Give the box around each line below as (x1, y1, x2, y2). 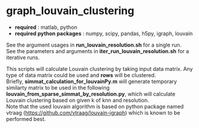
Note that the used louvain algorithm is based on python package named (6, 103, 184, 110)
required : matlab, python (14, 24, 78, 31)
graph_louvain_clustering (6, 4, 134, 18)
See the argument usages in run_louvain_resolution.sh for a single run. (6, 41, 182, 48)
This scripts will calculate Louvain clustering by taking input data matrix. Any (6, 65, 193, 72)
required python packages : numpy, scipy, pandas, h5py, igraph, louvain (14, 29, 193, 37)
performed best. (6, 115, 46, 122)
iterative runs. (6, 54, 40, 61)
